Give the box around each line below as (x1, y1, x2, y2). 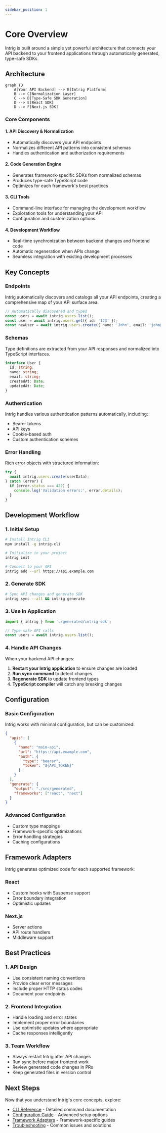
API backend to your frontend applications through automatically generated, (5, 50, 160, 56)
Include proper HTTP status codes (12, 985, 83, 991)
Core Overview (5, 28, 68, 40)
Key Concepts (5, 268, 49, 276)
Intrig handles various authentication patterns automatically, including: (5, 411, 148, 417)
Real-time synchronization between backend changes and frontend (12, 238, 150, 244)
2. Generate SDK (5, 580, 46, 587)
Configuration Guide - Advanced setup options (12, 1112, 108, 1118)
